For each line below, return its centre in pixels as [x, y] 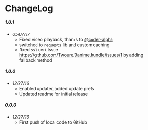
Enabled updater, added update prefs [57, 89]
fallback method [36, 60]
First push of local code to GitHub [53, 122]
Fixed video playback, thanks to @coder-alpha [66, 40]
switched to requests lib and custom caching [64, 45]
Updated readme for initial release [54, 94]
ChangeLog [29, 8]
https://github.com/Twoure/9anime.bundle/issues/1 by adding [81, 55]
